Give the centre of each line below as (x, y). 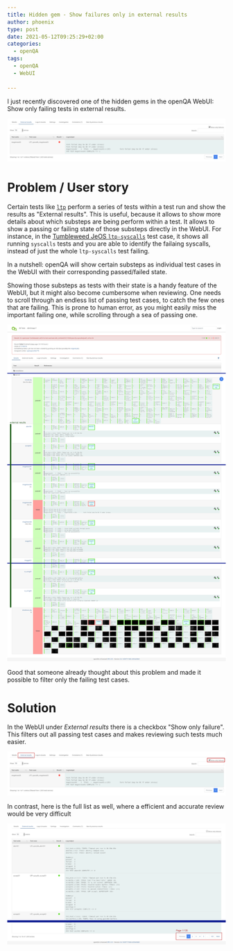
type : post (23, 29)
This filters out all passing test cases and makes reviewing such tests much (115, 734)
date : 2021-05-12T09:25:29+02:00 (55, 37)
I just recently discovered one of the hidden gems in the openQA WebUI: (111, 101)
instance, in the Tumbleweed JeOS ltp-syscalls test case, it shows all (108, 236)
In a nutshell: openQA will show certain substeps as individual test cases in (114, 264)
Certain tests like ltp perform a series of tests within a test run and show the (116, 207)
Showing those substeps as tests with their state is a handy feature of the (112, 285)
